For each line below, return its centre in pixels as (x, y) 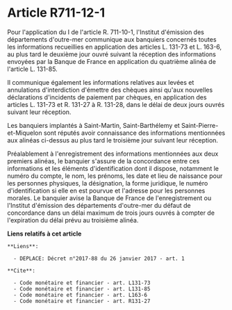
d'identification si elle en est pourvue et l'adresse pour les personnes (106, 190)
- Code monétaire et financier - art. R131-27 (82, 301)
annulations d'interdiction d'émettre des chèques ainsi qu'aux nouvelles (110, 90)
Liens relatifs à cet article (44, 234)
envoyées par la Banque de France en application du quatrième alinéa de (112, 61)
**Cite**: (22, 270)
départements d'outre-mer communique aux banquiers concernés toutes (112, 39)
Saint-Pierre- (200, 125)
